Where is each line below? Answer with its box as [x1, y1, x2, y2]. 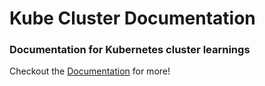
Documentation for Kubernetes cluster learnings [9, 43, 251, 57]
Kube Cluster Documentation [9, 7, 256, 30]
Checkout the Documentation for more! [9, 65, 171, 77]
